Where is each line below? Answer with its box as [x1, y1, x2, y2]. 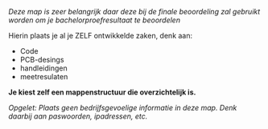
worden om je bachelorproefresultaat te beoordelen [8, 15, 181, 25]
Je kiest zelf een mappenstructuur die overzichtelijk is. [8, 87, 196, 97]
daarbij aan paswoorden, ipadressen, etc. [8, 111, 148, 121]
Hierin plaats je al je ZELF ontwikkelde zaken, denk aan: [8, 31, 193, 40]
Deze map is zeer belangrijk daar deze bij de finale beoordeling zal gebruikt [8, 7, 261, 16]
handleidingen [19, 63, 68, 73]
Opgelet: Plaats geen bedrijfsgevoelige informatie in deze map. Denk [8, 103, 237, 112]
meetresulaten [19, 72, 68, 81]
